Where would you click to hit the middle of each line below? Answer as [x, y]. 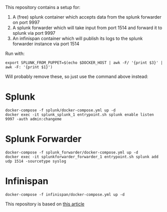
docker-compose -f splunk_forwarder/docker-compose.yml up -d [72, 152]
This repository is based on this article [45, 204]
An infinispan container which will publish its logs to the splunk [77, 38]
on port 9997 [26, 22]
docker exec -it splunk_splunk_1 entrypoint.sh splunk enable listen [80, 115]
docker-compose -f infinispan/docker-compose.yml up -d [65, 194]
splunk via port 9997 [34, 33]
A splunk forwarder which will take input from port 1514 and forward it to [87, 28]
